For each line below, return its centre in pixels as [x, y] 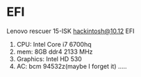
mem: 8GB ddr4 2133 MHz [55, 52]
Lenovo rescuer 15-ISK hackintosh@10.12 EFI [70, 31]
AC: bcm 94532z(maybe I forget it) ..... [72, 66]
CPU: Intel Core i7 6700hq [54, 44]
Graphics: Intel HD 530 [49, 58]
